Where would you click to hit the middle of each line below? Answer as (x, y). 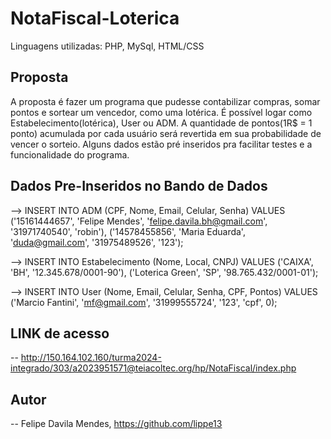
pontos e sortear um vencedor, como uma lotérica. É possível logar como (161, 112)
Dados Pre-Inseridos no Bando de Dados (139, 186)
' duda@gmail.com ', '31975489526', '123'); (97, 242)
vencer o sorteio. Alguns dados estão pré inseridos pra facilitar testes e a (161, 144)
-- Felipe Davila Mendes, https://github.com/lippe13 (116, 424)
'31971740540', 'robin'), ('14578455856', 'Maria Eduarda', (128, 231)
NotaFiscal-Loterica (95, 18)
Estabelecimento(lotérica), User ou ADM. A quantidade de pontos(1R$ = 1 (161, 123)
